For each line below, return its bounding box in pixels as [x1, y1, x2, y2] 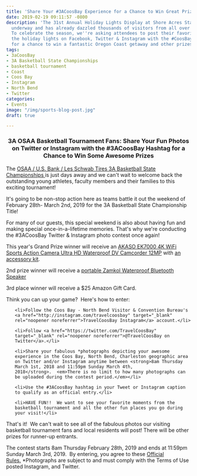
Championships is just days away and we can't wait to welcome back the [6, 171, 183, 178]
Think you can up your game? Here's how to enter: [6, 296, 130, 303]
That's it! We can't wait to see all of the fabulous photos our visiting [6, 420, 171, 427]
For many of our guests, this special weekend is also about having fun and [6, 219, 186, 226]
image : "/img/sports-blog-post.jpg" [6, 107, 96, 113]
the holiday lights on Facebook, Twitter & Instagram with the [11, 36, 169, 42]
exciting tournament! [6, 183, 56, 191]
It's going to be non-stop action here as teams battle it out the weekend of [6, 195, 186, 202]
